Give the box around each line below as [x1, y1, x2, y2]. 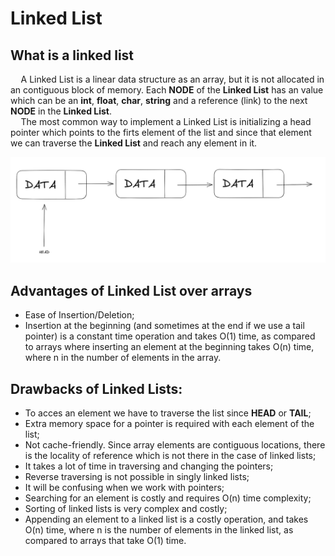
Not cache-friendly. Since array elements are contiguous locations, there [24, 438, 326, 451]
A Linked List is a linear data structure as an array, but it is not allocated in [20, 73, 325, 85]
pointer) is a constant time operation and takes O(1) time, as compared [24, 330, 316, 342]
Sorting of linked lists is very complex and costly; [24, 502, 228, 514]
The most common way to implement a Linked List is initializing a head [20, 116, 312, 127]
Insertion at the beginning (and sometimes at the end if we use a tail [24, 320, 305, 332]
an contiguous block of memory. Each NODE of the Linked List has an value [10, 84, 324, 96]
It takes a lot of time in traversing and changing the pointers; [24, 460, 274, 472]
